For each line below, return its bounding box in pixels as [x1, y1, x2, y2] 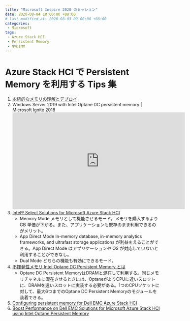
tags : [5, 30, 16, 35]
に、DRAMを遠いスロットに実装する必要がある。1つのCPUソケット [19, 282, 156, 288]
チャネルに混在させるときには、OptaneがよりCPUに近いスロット [24, 276, 156, 282]
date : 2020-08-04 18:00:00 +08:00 [5, 12, 76, 17]
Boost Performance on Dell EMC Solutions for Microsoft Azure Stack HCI [12, 305, 160, 311]
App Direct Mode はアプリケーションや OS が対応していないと [32, 245, 158, 251]
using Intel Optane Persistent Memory [12, 310, 90, 316]
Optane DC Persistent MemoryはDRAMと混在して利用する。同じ [19, 270, 151, 276]
